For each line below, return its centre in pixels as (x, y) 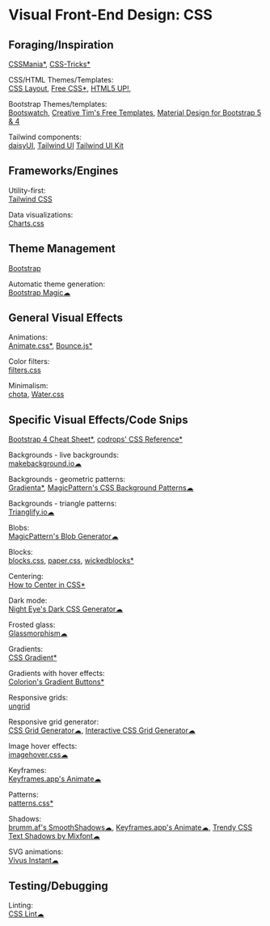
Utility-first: (27, 190)
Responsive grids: (38, 698)
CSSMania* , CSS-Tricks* (50, 64)
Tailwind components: (45, 137)
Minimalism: (28, 386)
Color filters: (29, 362)
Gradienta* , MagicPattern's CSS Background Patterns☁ (101, 488)
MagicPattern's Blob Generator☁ (63, 536)
